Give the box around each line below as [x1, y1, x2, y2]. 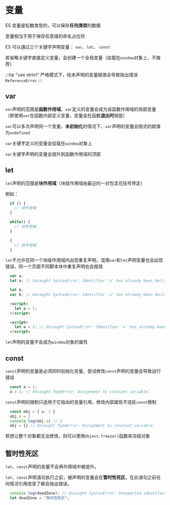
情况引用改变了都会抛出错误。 [9, 481, 72, 487]
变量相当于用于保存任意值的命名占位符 [5, 33, 85, 39]
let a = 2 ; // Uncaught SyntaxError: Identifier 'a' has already [14, 324, 155, 329]
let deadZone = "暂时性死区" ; [10, 495, 70, 500]
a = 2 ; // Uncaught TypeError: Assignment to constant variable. [10, 389, 151, 394]
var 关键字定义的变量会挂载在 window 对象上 [5, 140, 93, 146]
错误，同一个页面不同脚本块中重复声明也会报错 [5, 264, 103, 270]
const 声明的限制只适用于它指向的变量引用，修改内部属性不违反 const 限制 [5, 399, 157, 405]
